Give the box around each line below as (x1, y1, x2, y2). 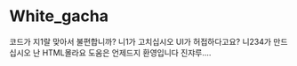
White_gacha (9, 6, 109, 26)
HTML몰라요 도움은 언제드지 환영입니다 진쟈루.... (42, 47, 212, 58)
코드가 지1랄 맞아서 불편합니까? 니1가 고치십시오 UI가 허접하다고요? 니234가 (9, 36, 272, 47)
